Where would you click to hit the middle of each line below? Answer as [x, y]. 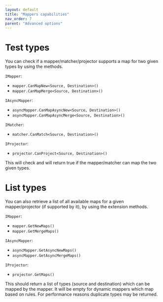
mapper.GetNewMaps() [33, 226]
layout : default [22, 10]
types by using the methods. [34, 66]
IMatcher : [15, 125]
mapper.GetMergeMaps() [35, 232]
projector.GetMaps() [33, 275]
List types [26, 188]
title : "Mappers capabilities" [37, 14]
